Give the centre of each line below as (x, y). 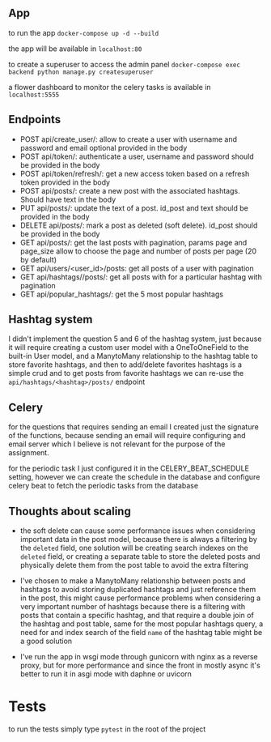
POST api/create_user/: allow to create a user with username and (128, 139)
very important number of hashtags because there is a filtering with (133, 607)
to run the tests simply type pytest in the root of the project (107, 729)
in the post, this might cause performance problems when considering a (140, 598)
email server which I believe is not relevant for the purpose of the (117, 444)
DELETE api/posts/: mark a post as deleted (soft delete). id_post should (139, 225)
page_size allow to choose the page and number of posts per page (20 (138, 251)
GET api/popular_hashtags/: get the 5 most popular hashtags (122, 294)
